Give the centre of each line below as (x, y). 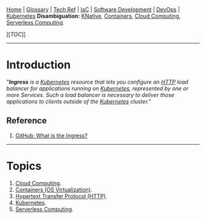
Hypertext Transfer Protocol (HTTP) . (61, 196)
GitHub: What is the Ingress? (51, 136)
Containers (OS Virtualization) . (54, 190)
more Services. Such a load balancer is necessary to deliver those (90, 94)
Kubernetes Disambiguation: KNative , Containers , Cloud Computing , (93, 16)
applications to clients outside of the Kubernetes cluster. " (79, 101)
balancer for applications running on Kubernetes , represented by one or (97, 88)
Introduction (39, 65)
